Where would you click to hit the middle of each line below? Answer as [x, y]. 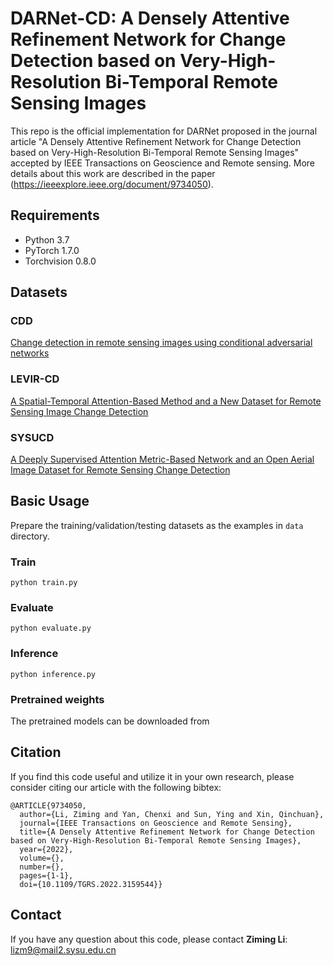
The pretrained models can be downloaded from [110, 721]
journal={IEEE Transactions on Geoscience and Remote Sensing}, [156, 823]
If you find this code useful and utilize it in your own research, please [152, 776]
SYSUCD [32, 437]
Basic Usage [50, 501]
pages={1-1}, [46, 875]
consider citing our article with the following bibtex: [116, 787]
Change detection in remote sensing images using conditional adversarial [161, 343]
